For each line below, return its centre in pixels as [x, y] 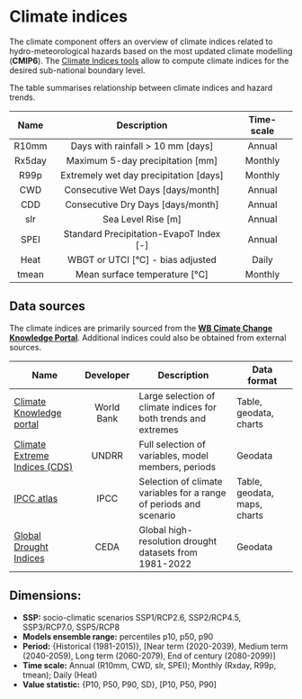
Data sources [47, 307]
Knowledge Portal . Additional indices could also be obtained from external [148, 337]
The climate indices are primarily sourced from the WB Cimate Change [141, 328]
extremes [159, 430]
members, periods [178, 467]
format [262, 380]
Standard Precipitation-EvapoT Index [142, 233]
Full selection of [173, 444]
